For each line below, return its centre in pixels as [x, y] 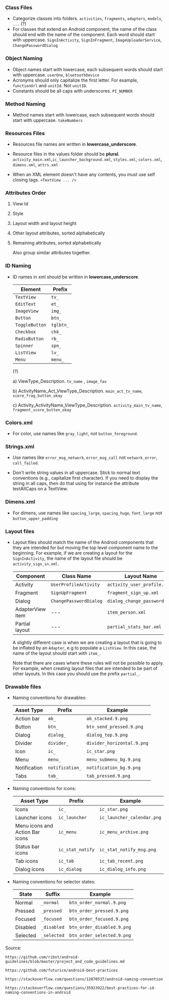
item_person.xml [127, 612]
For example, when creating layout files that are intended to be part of [85, 668]
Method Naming [25, 104]
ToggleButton [31, 325]
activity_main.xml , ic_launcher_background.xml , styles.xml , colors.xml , [87, 159]
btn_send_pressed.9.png [115, 727]
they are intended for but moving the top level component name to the [85, 547]
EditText [25, 304]
